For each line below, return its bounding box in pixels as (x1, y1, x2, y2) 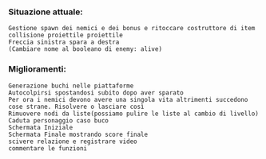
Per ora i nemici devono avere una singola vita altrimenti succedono (8, 95, 248, 103)
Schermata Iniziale (8, 123, 73, 131)
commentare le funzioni (8, 144, 88, 153)
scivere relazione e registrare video (8, 138, 137, 145)
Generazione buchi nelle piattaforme (8, 82, 134, 90)
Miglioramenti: (8, 64, 66, 75)
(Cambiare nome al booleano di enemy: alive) (8, 45, 162, 53)
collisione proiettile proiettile (8, 31, 124, 40)
